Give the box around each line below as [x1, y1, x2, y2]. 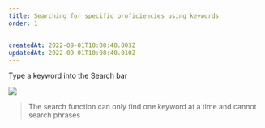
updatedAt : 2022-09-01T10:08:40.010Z [8, 49, 136, 57]
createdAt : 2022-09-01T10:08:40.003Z [8, 41, 136, 49]
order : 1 [8, 19, 38, 28]
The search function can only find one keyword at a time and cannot [28, 102, 257, 112]
